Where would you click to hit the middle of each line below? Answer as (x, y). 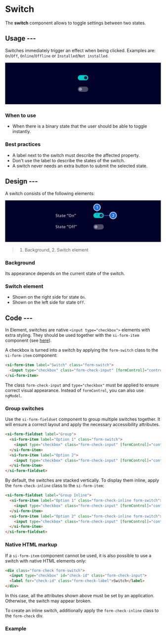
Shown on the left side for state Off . (49, 302)
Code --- (19, 318)
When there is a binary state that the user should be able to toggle (80, 126)
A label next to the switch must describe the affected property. (76, 155)
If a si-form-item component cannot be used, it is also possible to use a (78, 555)
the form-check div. (24, 616)
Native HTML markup (31, 545)
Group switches (24, 408)
